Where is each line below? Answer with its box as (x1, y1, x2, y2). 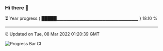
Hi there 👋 (5, 4, 29, 11)
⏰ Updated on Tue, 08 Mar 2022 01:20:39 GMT (5, 31, 100, 37)
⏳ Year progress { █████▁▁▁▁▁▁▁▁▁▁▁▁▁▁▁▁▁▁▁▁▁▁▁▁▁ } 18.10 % (5, 15, 158, 21)
